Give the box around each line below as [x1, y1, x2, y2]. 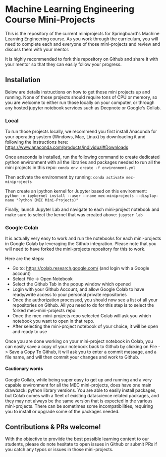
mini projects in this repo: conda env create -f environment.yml [5, 165, 136, 171]
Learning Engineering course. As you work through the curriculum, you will [5, 36, 159, 42]
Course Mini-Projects [5, 14, 96, 25]
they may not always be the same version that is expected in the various [5, 398, 153, 404]
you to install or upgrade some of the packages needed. [5, 408, 120, 414]
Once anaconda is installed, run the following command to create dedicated [5, 154, 160, 160]
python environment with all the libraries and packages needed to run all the [5, 159, 161, 165]
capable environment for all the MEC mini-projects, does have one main [5, 382, 152, 388]
